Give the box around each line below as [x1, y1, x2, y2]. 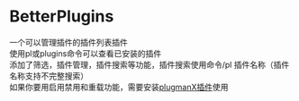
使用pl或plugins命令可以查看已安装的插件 [9, 47, 162, 59]
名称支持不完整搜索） [9, 70, 88, 81]
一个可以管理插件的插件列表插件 [9, 37, 128, 47]
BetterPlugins [9, 6, 114, 27]
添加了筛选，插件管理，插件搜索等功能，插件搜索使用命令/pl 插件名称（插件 [9, 59, 290, 70]
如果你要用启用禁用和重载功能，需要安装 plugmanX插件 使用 [9, 81, 229, 92]
